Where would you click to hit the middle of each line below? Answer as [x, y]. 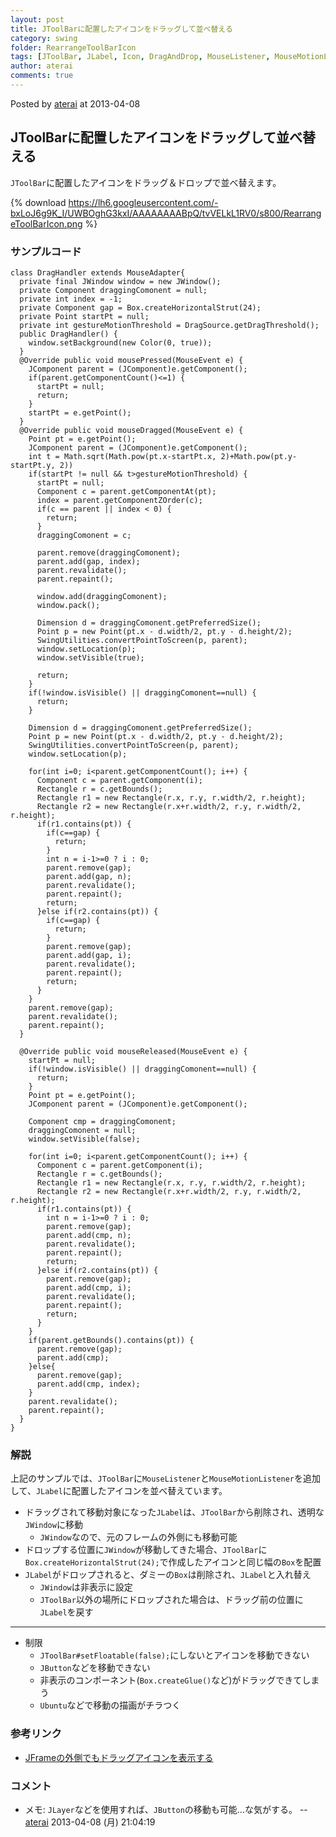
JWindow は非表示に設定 [86, 1587]
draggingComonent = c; [84, 535]
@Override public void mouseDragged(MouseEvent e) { [131, 430]
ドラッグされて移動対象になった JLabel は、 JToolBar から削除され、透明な [174, 1512]
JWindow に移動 [53, 1525]
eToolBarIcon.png [46, 223]
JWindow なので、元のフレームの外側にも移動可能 [138, 1537]
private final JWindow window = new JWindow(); [120, 281]
